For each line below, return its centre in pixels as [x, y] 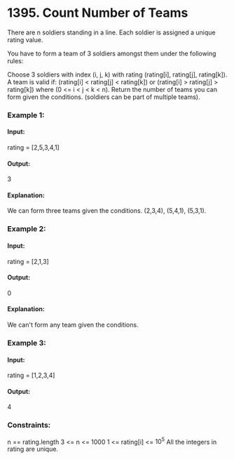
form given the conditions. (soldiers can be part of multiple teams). [104, 97]
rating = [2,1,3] [28, 261]
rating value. [25, 39]
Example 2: [27, 229]
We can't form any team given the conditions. [73, 325]
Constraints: [29, 425]
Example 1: [26, 115]
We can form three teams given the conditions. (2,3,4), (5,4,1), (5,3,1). [107, 211]
